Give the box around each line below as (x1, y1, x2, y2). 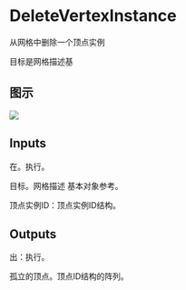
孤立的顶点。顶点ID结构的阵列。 (9, 271, 129, 282)
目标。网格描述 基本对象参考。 (9, 180, 123, 191)
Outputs (9, 226, 57, 242)
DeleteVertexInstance (9, 5, 177, 26)
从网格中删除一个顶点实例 (9, 36, 105, 47)
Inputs (9, 135, 47, 151)
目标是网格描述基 (9, 55, 73, 66)
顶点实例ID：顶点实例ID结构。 (9, 199, 121, 210)
